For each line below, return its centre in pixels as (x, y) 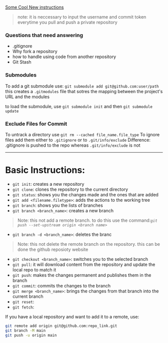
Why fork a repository (35, 52)
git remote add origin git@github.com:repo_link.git (61, 326)
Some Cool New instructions (34, 7)
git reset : (23, 301)
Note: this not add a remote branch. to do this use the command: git (87, 220)
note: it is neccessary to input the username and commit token (82, 17)
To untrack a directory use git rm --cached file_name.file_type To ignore (82, 134)
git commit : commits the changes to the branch (61, 285)
